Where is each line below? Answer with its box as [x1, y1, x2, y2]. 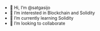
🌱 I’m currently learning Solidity [9, 15, 74, 21]
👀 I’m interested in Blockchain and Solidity [9, 10, 95, 16]
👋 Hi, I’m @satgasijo [9, 5, 51, 10]
